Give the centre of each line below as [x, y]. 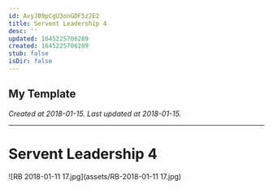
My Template [42, 94]
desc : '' [23, 31]
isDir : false [30, 62]
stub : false [28, 54]
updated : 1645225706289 [49, 39]
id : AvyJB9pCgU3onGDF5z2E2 [54, 16]
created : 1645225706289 [49, 46]
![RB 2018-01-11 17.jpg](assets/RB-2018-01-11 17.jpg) [95, 176]
